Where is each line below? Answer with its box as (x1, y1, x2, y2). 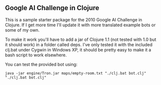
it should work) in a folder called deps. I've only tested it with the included (5, 41, 153, 48)
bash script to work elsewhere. (5, 52, 67, 58)
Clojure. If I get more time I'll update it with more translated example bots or (5, 22, 156, 28)
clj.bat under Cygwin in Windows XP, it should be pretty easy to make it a (5, 47, 151, 52)
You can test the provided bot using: (5, 61, 78, 67)
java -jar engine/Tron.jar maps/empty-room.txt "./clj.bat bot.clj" (5, 70, 146, 76)
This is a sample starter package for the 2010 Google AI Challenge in (5, 17, 142, 22)
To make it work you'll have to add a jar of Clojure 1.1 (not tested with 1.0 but (5, 36, 157, 42)
